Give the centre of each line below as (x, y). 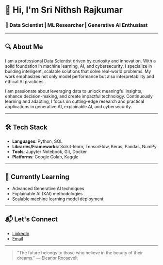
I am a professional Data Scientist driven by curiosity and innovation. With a (81, 61)
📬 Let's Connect (32, 219)
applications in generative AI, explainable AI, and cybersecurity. (69, 107)
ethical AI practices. (25, 82)
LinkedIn (21, 233)
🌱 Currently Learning (37, 177)
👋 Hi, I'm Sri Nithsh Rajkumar (64, 10)
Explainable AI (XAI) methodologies (47, 193)
